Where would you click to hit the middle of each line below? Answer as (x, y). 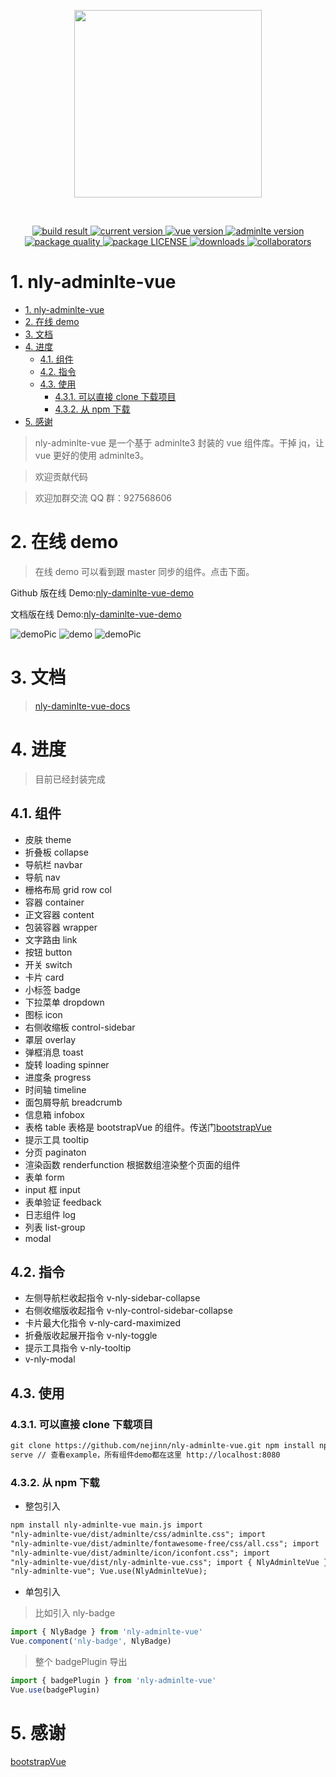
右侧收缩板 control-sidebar (80, 1027)
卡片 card (44, 977)
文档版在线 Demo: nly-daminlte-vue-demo (96, 614)
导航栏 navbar (53, 864)
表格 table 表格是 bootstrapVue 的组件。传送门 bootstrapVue (148, 1127)
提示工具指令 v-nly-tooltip (78, 1348)
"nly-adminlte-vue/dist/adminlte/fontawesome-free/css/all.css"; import (165, 1543)
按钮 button (48, 952)
